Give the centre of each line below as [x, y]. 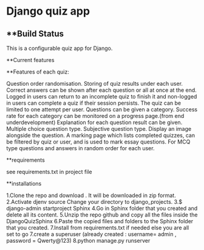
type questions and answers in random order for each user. [80, 148]
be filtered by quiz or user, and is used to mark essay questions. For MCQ [98, 142]
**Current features [30, 60]
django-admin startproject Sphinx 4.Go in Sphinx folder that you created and [102, 208]
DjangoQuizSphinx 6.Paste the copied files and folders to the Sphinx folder [100, 221]
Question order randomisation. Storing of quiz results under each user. [95, 84]
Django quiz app [48, 11]
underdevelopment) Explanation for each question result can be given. [94, 122]
